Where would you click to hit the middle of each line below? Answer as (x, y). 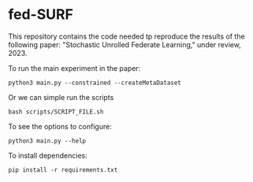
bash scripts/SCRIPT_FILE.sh (56, 112)
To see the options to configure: (60, 126)
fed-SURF (41, 15)
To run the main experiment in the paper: (74, 68)
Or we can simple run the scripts (61, 97)
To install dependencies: (48, 155)
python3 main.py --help (47, 141)
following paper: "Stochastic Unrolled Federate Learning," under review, (125, 44)
